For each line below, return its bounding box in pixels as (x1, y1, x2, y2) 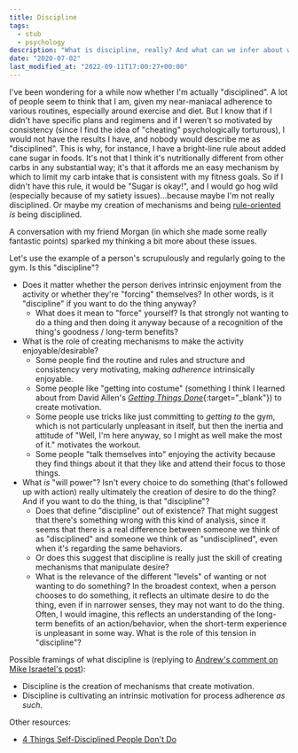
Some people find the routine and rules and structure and (35, 354, 246, 365)
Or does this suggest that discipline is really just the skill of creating (35, 552, 282, 563)
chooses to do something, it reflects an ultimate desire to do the (35, 590, 270, 601)
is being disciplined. (9, 209, 82, 220)
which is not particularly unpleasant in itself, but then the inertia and (35, 420, 284, 431)
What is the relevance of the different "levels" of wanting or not (35, 571, 267, 581)
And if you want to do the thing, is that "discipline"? (21, 495, 210, 506)
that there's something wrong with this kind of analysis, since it (35, 515, 266, 525)
